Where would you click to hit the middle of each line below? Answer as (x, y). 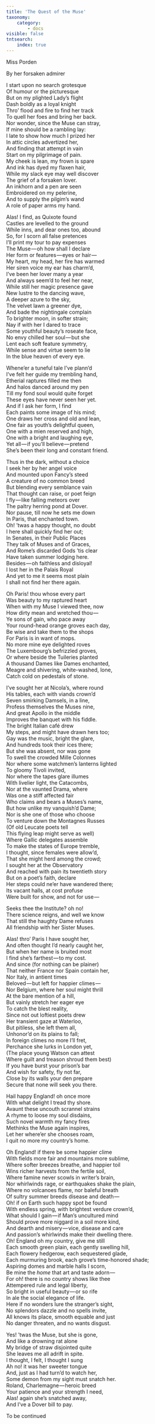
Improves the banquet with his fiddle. (52, 719)
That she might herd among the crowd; (54, 859)
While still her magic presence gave (50, 286)
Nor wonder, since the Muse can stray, (53, 123)
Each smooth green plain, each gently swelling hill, (68, 1247)
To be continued (26, 1416)
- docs (36, 28)
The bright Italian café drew (40, 726)
